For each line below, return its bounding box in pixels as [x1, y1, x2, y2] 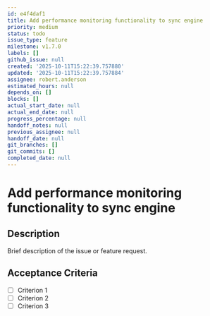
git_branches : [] [7, 142, 58, 149]
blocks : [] [7, 96, 39, 103]
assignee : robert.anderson [7, 75, 87, 83]
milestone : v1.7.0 [7, 43, 61, 50]
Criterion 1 [17, 286, 48, 294]
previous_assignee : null [7, 128, 80, 135]
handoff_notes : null [7, 121, 68, 129]
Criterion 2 [17, 293, 49, 302]
